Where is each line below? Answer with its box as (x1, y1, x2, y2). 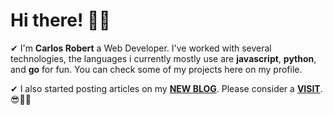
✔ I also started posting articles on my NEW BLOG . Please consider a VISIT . (10, 82, 323, 94)
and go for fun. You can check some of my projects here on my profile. (10, 63, 303, 75)
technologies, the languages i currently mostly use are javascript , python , (10, 52, 317, 64)
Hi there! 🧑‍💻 (10, 9, 111, 32)
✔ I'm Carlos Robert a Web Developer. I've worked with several (10, 42, 272, 54)
